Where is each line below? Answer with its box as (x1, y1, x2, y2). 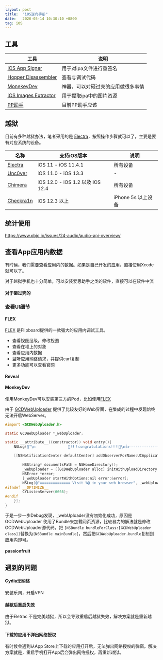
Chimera (7, 181, 27, 188)
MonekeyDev (7, 83, 38, 90)
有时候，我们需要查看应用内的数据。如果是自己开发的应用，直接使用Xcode (5, 261, 154, 268)
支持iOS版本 (59, 152, 87, 159)
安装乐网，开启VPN (5, 590, 44, 596)
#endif (5, 494, 18, 499)
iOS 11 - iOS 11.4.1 (37, 161, 84, 168)
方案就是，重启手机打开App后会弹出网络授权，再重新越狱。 (5, 649, 124, 655)
